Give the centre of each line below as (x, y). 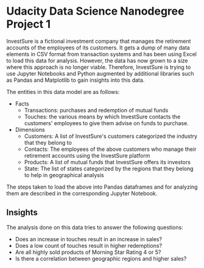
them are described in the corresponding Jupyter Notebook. (82, 193)
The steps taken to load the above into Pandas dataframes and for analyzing (102, 187)
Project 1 (28, 24)
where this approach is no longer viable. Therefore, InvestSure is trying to (99, 67)
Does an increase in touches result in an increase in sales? (89, 239)
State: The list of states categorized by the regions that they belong (109, 168)
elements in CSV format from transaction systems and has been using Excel (101, 54)
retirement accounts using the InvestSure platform (87, 155)
